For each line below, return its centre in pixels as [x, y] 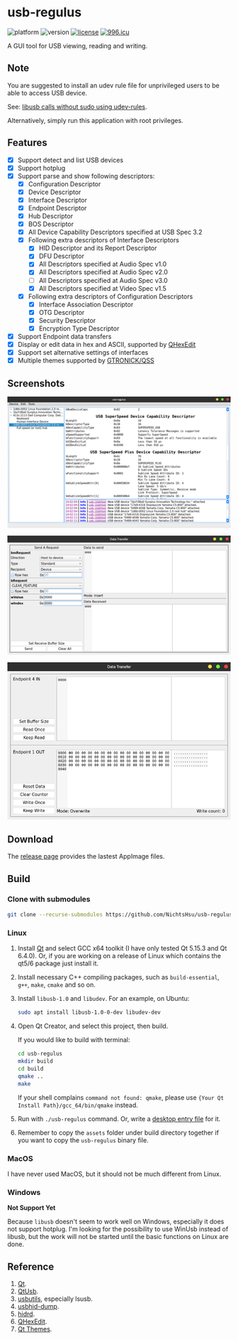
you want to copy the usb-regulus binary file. [83, 1140]
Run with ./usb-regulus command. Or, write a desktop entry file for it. [119, 1119]
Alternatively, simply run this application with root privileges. [95, 120]
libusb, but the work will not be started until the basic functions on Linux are [118, 1237]
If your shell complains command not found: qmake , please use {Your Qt [121, 1097]
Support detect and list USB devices [70, 160]
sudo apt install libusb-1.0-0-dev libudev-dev [89, 1013]
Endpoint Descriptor [57, 208]
